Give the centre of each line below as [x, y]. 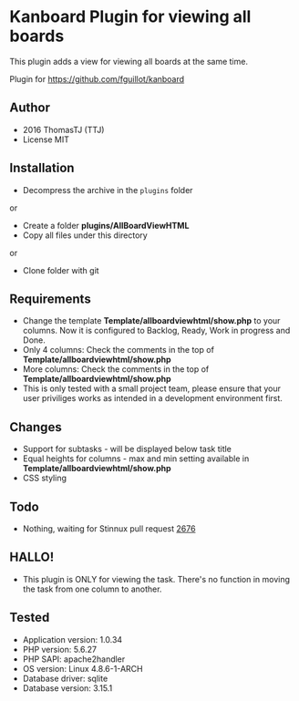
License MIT [46, 139]
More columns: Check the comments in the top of [116, 369]
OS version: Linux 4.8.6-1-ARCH [82, 668]
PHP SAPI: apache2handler [74, 659]
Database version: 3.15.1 [67, 688]
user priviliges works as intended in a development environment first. [152, 398]
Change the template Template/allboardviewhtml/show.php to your [151, 321]
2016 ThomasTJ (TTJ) [63, 129]
